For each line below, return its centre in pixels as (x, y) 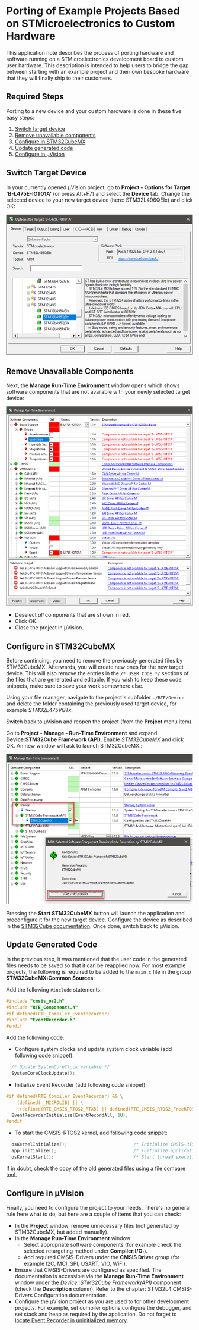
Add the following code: (35, 1038)
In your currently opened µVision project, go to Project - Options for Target (98, 187)
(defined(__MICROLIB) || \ (50, 1102)
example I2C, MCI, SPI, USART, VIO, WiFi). (75, 1263)
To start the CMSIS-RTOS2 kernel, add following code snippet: (91, 1133)
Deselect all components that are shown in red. (72, 615)
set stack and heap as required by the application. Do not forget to (96, 1314)
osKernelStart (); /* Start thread (92, 1157)
